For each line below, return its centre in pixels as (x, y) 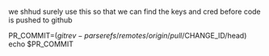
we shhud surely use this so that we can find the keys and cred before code (134, 12)
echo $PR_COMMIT (41, 44)
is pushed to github (40, 20)
